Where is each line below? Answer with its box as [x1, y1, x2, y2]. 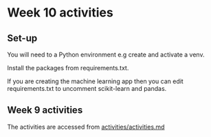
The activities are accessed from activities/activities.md [7, 123, 165, 131]
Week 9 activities [7, 105, 83, 116]
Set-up [7, 32, 38, 44]
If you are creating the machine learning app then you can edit [7, 77, 184, 85]
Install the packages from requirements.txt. [7, 64, 129, 72]
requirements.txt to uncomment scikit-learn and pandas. [7, 85, 167, 92]
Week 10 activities [7, 5, 113, 21]
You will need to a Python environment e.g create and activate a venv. [7, 50, 205, 59]
